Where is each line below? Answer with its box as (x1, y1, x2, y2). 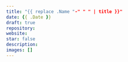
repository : (6, 25, 35, 31)
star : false (6, 36, 35, 42)
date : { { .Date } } (6, 14, 51, 20)
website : (6, 31, 28, 37)
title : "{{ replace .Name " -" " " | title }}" (6, 8, 123, 15)
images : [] (6, 47, 33, 53)
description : (6, 42, 38, 48)
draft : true (6, 19, 35, 25)
